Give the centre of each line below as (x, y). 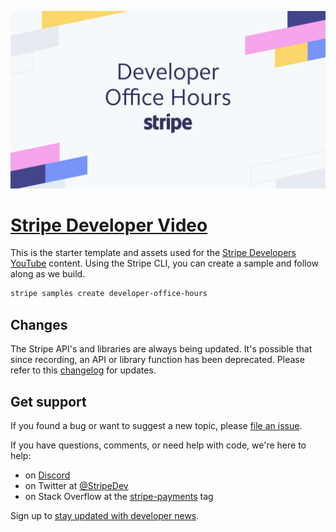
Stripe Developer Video (109, 225)
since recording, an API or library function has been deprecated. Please (157, 360)
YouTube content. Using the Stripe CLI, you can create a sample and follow (165, 263)
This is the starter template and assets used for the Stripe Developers (153, 253)
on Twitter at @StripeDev (76, 485)
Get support (48, 401)
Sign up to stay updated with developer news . (105, 515)
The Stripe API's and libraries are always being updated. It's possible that (161, 349)
